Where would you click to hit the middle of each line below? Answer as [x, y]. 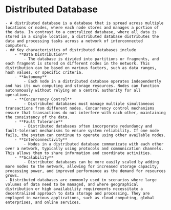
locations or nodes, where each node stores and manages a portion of [82, 27]
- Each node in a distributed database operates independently [92, 81]
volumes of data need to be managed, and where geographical [72, 184]
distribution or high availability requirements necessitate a [74, 189]
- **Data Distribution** [41, 54]
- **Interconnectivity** [41, 139]
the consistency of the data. [38, 117]
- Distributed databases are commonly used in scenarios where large [81, 180]
